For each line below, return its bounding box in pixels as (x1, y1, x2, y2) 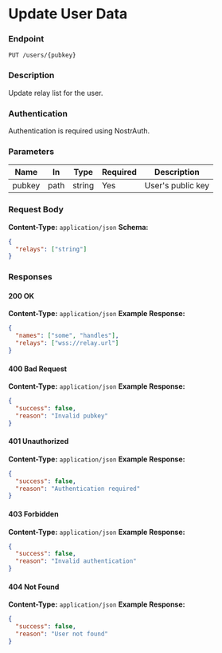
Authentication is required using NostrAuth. (8, 126, 150, 136)
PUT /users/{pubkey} (8, 51, 77, 60)
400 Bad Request (8, 364, 68, 374)
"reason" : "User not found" (15, 630, 109, 638)
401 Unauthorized (8, 437, 69, 446)
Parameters (8, 146, 54, 156)
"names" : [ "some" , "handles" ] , (15, 332, 119, 340)
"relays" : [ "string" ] (15, 245, 88, 253)
